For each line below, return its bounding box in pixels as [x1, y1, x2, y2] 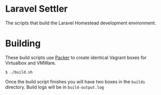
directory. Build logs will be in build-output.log [5, 84, 104, 90]
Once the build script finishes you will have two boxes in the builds [5, 78, 145, 84]
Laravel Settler [5, 3, 68, 15]
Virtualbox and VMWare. [5, 59, 57, 66]
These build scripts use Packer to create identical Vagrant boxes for [5, 54, 147, 60]
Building [5, 38, 41, 49]
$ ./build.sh [5, 70, 33, 75]
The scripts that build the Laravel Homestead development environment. [5, 20, 156, 26]
